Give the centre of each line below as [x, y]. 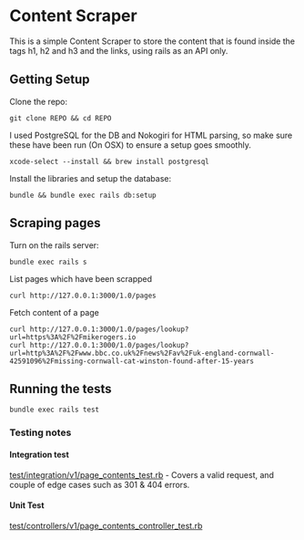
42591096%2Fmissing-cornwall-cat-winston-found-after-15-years [132, 361]
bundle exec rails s [49, 262]
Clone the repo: [39, 101]
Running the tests [61, 389]
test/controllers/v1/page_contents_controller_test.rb [106, 525]
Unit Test [27, 505]
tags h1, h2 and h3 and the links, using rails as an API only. [119, 50]
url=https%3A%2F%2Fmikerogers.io [73, 337]
